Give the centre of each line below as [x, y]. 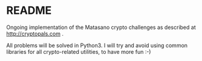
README [29, 11]
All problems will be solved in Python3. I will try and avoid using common [97, 45]
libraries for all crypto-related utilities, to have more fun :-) [79, 51]
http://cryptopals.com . [35, 33]
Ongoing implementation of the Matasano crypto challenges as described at [101, 27]
